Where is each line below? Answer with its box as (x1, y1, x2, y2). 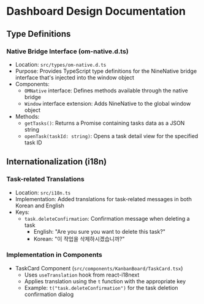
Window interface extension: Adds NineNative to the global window (24, 100, 191, 107)
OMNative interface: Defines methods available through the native (24, 87, 188, 94)
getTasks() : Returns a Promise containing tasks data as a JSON (24, 119, 185, 127)
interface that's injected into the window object (15, 73, 135, 81)
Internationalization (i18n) (6, 157, 107, 167)
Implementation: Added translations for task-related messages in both (15, 195, 192, 202)
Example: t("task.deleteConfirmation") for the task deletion (24, 284, 179, 291)
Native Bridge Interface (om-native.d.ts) (6, 47, 129, 56)
